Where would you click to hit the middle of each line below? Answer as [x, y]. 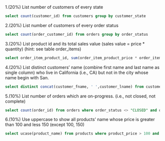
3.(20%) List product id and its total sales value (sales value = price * [75, 44]
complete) [15, 101]
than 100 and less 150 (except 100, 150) [45, 125]
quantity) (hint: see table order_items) [43, 49]
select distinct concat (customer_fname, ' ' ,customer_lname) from [74, 87]
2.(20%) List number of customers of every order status [62, 25]
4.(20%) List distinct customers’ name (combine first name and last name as [82, 67]
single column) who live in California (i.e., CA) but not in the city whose [77, 72]
